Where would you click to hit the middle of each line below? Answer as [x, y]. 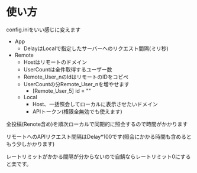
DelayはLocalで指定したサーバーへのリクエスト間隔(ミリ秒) [96, 48]
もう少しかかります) [30, 144]
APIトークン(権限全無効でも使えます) [77, 111]
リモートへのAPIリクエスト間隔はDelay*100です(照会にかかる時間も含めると [99, 136]
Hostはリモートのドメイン [55, 62]
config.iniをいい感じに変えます [43, 30]
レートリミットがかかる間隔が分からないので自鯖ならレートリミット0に [93, 156]
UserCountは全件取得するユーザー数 [68, 69]
